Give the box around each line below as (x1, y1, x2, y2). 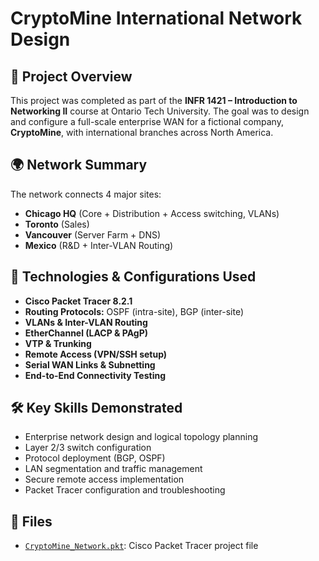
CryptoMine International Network (10, 7, 303, 30)
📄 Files (10, 513, 53, 530)
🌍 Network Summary (10, 157, 148, 174)
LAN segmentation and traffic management (24, 463, 203, 475)
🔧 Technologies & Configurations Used (10, 268, 257, 286)
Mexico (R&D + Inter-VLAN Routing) (24, 239, 174, 251)
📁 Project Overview (10, 68, 133, 85)
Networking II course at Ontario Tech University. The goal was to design (10, 105, 310, 117)
